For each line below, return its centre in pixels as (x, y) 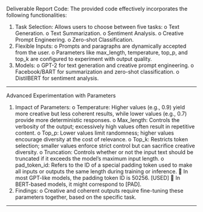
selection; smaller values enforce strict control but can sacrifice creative (105, 146)
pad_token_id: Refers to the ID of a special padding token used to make (104, 165)
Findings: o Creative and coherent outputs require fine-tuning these (99, 191)
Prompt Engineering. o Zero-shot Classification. (74, 40)
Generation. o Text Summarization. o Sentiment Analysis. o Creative (99, 33)
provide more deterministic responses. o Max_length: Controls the (97, 120)
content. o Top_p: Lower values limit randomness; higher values (94, 133)
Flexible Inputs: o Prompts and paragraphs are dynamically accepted (101, 46)
